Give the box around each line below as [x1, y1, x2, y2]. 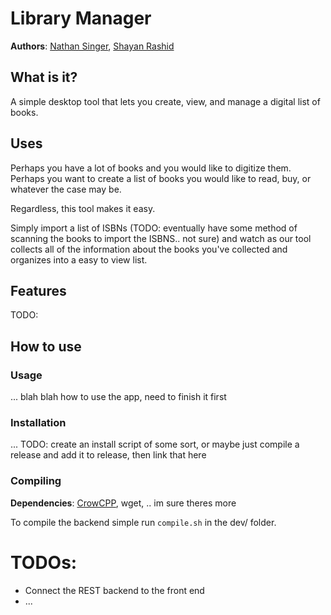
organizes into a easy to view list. [10, 253, 148, 266]
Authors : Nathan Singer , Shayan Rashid [10, 40, 175, 52]
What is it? [10, 69, 78, 86]
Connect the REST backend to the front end [24, 584, 205, 596]
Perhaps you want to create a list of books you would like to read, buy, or [10, 172, 312, 184]
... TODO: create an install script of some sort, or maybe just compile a [10, 438, 300, 451]
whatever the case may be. [10, 183, 122, 195]
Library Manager [10, 7, 152, 30]
